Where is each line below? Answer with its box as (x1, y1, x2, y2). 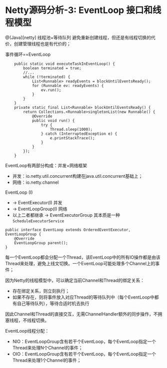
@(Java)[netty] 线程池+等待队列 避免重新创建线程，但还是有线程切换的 (5, 34, 151, 40)
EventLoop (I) (5, 189, 33, 195)
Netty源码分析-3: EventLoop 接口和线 (5, 4, 161, 16)
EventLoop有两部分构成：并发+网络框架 (5, 162, 87, 168)
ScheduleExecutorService (12, 218, 64, 224)
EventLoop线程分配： (5, 328, 49, 334)
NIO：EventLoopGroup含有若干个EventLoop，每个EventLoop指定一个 (12, 338, 156, 345)
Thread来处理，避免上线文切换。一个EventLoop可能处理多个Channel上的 (5, 260, 155, 266)
